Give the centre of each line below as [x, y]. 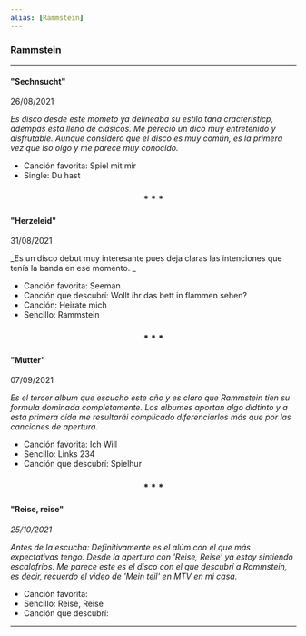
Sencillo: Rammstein [61, 315]
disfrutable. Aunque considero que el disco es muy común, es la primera [147, 138]
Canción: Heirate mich [65, 305]
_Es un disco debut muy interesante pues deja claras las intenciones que [146, 258]
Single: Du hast [52, 176]
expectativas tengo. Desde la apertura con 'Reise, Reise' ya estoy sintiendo [152, 557]
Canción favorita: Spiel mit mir [80, 166]
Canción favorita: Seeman [72, 286]
